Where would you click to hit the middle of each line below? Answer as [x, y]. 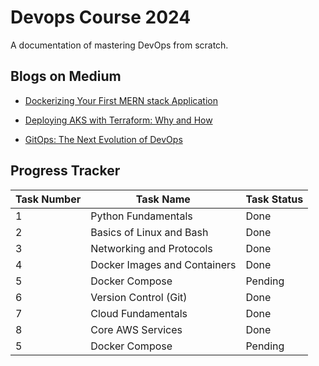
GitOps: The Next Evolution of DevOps [103, 139]
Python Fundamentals [141, 216]
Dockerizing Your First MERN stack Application [121, 100]
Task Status [274, 199]
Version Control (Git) [139, 297]
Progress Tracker [65, 171]
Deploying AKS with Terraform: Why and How [118, 120]
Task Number [48, 199]
